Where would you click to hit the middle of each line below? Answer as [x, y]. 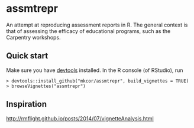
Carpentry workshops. [33, 37]
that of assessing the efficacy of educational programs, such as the [88, 31]
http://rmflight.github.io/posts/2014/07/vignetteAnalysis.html [80, 118]
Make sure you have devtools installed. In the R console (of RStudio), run [95, 70]
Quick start [27, 56]
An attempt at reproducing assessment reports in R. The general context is [97, 25]
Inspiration [27, 104]
